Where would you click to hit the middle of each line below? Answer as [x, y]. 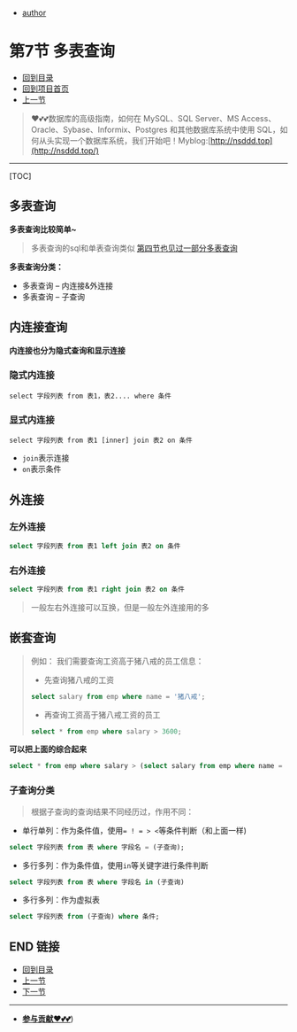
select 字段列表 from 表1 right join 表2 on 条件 [97, 590]
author [34, 13]
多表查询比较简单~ [43, 229]
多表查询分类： [36, 267]
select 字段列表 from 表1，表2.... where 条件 [91, 396]
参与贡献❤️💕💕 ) [48, 1019]
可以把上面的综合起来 [48, 749]
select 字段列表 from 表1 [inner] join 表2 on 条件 [101, 441]
